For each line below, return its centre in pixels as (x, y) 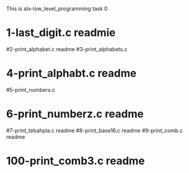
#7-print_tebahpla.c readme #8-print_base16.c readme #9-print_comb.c (94, 130)
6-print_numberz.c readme (75, 114)
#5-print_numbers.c (31, 89)
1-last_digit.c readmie (61, 33)
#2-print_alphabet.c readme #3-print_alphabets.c (67, 49)
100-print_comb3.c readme (75, 161)
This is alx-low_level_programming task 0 (57, 9)
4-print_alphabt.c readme (72, 73)
